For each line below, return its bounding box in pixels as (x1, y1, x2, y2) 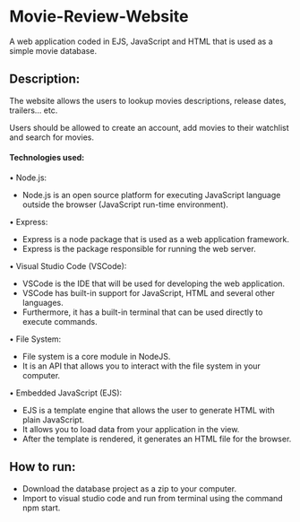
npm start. (21, 502, 61, 513)
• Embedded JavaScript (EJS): (9, 387, 123, 398)
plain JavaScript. (21, 414, 85, 425)
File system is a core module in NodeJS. (21, 351, 171, 361)
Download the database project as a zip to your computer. (21, 483, 237, 494)
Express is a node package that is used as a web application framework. (21, 233, 289, 244)
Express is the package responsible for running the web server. (21, 243, 257, 254)
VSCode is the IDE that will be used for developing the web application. (21, 278, 285, 289)
